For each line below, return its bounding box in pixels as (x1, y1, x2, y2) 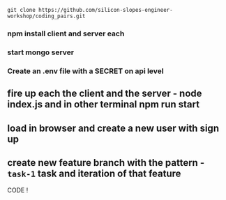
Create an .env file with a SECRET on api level (7, 66, 164, 76)
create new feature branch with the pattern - (7, 157, 204, 169)
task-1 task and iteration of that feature (7, 167, 181, 179)
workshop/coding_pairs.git (7, 13, 86, 20)
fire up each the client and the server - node (7, 88, 202, 100)
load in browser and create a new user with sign (7, 122, 220, 134)
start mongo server (7, 47, 75, 57)
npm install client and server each (7, 29, 125, 38)
